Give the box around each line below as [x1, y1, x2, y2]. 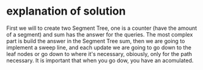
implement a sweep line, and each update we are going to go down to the [6, 44, 191, 51]
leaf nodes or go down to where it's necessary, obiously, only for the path [6, 50, 193, 57]
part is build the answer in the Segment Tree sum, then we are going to [6, 37, 185, 44]
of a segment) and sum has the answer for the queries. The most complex [6, 30, 193, 38]
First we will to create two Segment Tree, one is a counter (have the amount [6, 24, 197, 32]
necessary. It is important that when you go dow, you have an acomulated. [6, 57, 194, 64]
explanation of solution [6, 4, 126, 18]
